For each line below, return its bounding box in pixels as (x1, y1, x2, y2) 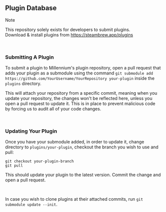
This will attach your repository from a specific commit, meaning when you (5, 90, 158, 96)
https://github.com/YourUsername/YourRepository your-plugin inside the (5, 75, 155, 81)
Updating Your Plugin (5, 128, 58, 135)
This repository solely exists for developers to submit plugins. (5, 27, 130, 33)
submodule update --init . (5, 202, 58, 208)
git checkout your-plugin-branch (5, 159, 74, 164)
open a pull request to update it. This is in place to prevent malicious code (5, 101, 156, 106)
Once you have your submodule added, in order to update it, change (5, 139, 145, 145)
